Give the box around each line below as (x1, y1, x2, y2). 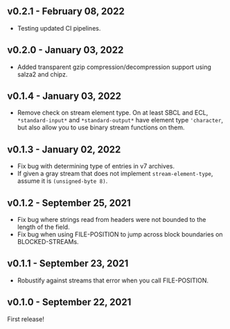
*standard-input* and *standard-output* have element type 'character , (17, 116, 224, 125)
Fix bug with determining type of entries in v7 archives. (17, 162, 175, 170)
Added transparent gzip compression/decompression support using (17, 63, 211, 71)
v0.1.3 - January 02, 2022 (7, 143, 121, 155)
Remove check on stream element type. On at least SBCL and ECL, (17, 109, 209, 117)
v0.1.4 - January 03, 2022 (7, 90, 122, 102)
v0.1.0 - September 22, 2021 (7, 296, 132, 308)
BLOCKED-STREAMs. (17, 238, 79, 246)
